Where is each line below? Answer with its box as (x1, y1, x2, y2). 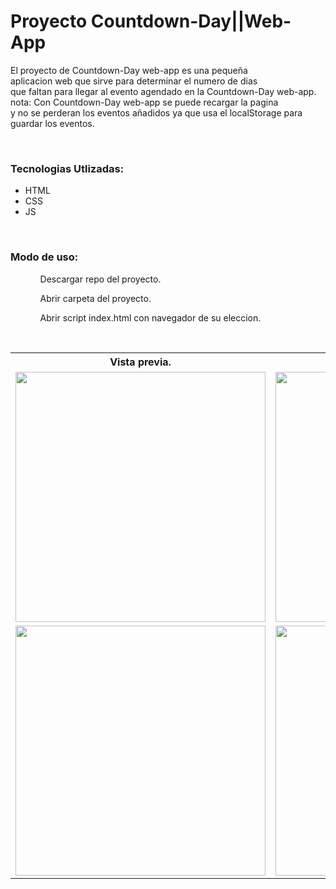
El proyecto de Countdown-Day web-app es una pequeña (10, 64, 248, 76)
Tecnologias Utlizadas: (10, 161, 125, 175)
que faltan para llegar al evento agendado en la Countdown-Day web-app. (10, 85, 317, 97)
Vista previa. (109, 355, 172, 369)
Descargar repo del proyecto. (39, 273, 162, 285)
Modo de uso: (10, 250, 79, 264)
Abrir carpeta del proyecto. (39, 292, 152, 304)
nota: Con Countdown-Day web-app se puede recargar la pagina (10, 96, 279, 108)
